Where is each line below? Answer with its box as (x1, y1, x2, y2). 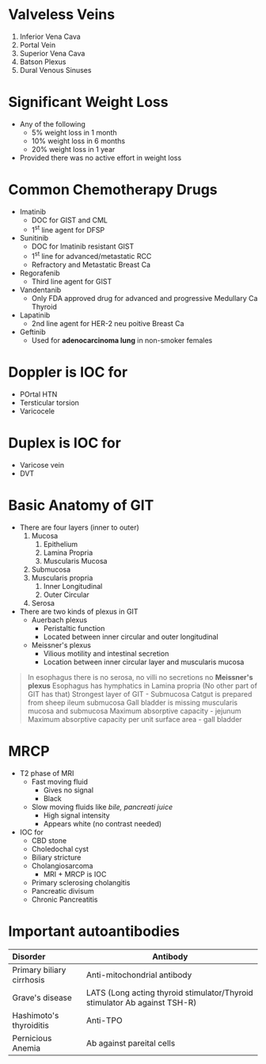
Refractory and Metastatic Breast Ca (31, 260, 151, 270)
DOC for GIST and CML (31, 215, 108, 225)
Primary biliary (12, 964, 66, 975)
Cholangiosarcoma (31, 861, 93, 870)
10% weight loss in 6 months (31, 136, 125, 146)
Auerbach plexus (31, 615, 88, 625)
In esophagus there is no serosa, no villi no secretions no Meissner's (27, 672, 253, 682)
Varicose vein (19, 461, 65, 469)
